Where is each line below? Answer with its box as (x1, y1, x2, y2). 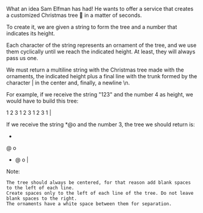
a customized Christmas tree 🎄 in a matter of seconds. (6, 12, 142, 19)
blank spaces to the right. (6, 195, 78, 201)
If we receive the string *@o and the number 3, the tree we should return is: (6, 121, 195, 128)
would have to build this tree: (6, 97, 79, 104)
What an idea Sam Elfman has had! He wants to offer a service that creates (6, 5, 194, 12)
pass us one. (6, 55, 38, 61)
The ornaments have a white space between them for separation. (6, 201, 172, 207)
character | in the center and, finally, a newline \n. (6, 79, 130, 86)
